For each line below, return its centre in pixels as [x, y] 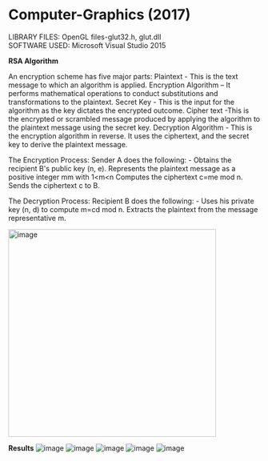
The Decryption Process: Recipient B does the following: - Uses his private [131, 201]
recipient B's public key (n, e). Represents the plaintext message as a [122, 168]
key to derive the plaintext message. [68, 144]
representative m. [37, 218]
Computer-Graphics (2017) [100, 15]
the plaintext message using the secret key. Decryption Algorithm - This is [130, 127]
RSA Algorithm [33, 61]
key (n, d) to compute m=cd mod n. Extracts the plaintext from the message [133, 209]
